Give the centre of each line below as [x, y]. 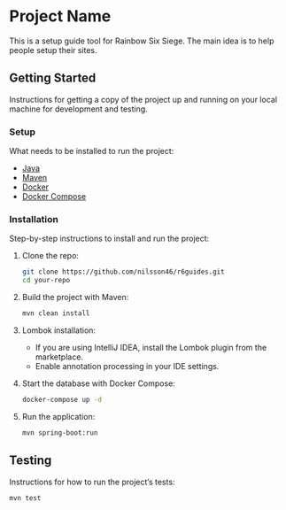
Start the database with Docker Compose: [98, 383]
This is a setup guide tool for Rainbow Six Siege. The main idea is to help [142, 41]
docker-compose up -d [62, 399]
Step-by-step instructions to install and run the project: [109, 239]
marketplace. [59, 357]
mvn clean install [56, 313]
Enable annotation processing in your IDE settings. [127, 366]
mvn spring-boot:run [60, 433]
